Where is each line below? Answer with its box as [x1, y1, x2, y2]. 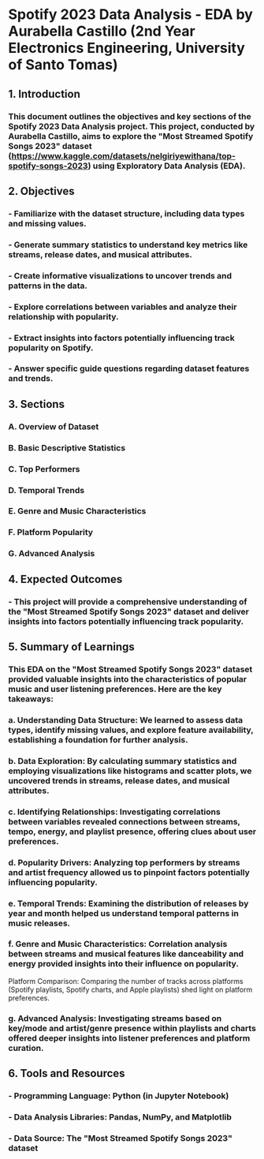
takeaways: [8, 693, 54, 704]
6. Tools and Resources [8, 1067, 125, 1080]
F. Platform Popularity [8, 527, 93, 538]
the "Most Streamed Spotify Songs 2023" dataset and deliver [8, 606, 250, 617]
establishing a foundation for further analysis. [8, 734, 188, 745]
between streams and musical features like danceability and [8, 948, 244, 959]
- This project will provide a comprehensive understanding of [8, 596, 247, 607]
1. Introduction [8, 87, 80, 100]
